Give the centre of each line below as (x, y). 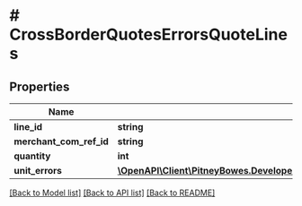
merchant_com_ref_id (62, 142)
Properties (40, 86)
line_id (28, 127)
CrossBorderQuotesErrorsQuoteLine (148, 34)
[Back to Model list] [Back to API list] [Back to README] (112, 193)
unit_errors (38, 171)
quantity (32, 156)
